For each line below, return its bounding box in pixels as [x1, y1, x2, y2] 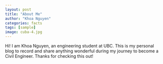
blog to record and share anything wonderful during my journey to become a [5, 48, 159, 54]
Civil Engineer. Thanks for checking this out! [5, 53, 93, 59]
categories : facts [5, 20, 42, 26]
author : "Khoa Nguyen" [5, 16, 51, 21]
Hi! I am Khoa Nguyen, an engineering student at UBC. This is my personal [5, 43, 154, 48]
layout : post [5, 7, 32, 12]
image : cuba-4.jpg [5, 30, 42, 34]
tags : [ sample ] [5, 25, 36, 30]
